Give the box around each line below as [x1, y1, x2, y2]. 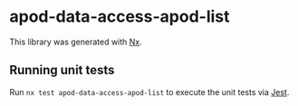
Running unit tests [9, 63, 115, 78]
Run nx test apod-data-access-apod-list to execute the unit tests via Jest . [9, 86, 290, 97]
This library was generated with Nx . [9, 36, 142, 47]
